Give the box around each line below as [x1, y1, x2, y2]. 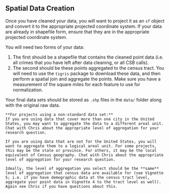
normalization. [12, 87, 44, 93]
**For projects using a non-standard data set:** [5, 112, 114, 117]
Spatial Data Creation [5, 4, 75, 13]
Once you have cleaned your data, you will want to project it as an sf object [5, 17, 165, 24]
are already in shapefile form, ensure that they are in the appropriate [5, 28, 150, 35]
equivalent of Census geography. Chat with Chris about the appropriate [5, 152, 164, 158]
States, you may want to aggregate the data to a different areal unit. [5, 121, 164, 126]
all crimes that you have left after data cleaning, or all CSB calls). [12, 59, 149, 66]
